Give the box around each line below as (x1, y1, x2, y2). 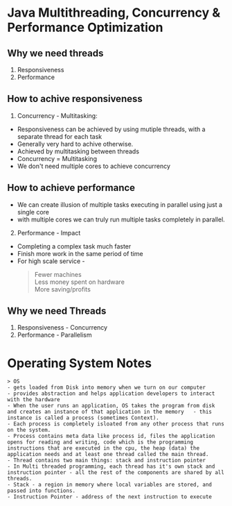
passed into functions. (7, 487, 76, 494)
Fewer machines (34, 270, 82, 278)
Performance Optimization (7, 19, 163, 35)
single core (17, 208, 50, 216)
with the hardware (7, 396, 60, 403)
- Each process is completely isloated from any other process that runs (7, 421, 225, 428)
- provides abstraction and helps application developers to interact (7, 390, 215, 397)
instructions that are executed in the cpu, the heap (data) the (7, 445, 199, 452)
